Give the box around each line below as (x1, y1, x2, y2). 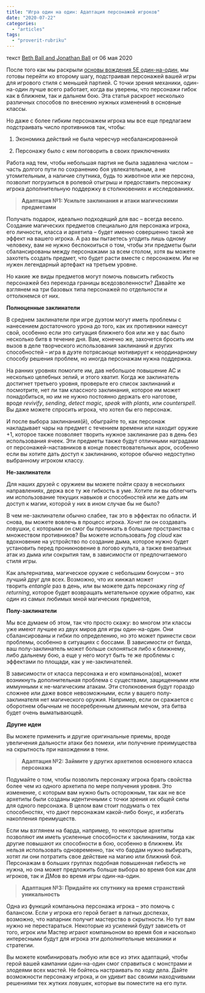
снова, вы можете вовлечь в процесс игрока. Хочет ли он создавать (6, 519, 187, 525)
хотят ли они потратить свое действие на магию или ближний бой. (6, 853, 182, 860)
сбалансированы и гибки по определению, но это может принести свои (6, 632, 196, 639)
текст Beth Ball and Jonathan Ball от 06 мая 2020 (6, 54, 133, 61)
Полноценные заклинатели (6, 304, 81, 311)
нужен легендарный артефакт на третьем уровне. (6, 261, 138, 268)
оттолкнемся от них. (6, 292, 60, 299)
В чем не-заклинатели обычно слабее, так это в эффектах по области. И (6, 512, 197, 519)
